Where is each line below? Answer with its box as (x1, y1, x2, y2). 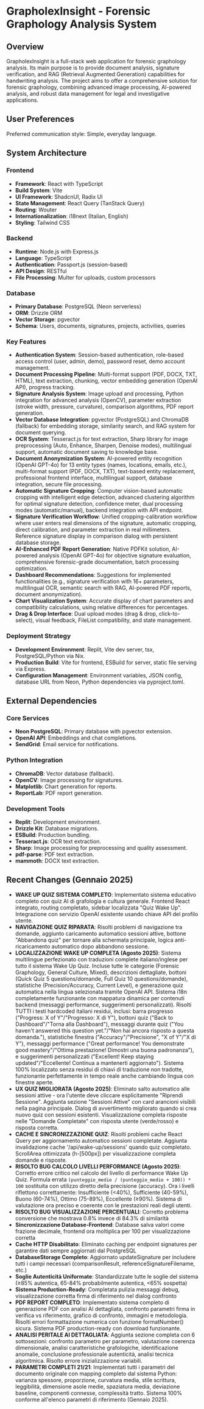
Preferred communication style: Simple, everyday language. (6, 130, 157, 138)
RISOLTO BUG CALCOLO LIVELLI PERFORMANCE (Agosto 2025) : (15, 1162, 181, 1170)
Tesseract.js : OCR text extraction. (15, 838, 102, 845)
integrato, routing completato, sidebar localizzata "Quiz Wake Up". (15, 903, 181, 911)
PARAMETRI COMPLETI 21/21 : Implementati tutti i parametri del (15, 1363, 175, 1371)
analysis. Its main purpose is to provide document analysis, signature (6, 64, 180, 71)
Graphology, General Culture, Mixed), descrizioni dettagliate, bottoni (15, 969, 187, 976)
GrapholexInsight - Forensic (6, 4, 151, 18)
